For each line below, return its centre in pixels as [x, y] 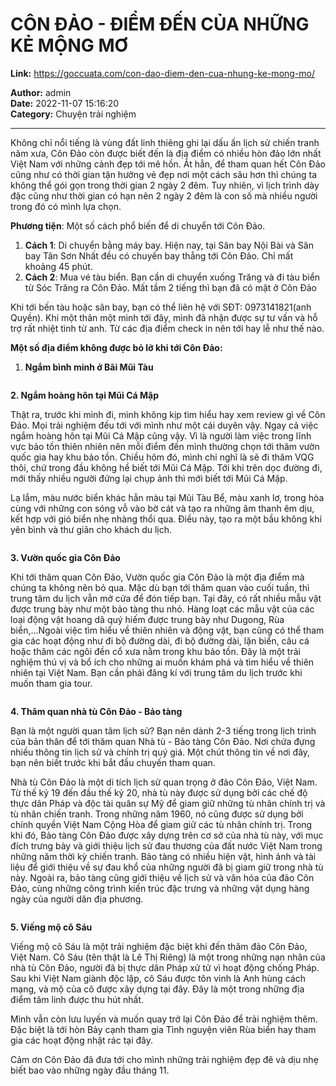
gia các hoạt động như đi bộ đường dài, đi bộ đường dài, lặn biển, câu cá [160, 640]
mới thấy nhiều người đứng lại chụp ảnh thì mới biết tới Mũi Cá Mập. [149, 478]
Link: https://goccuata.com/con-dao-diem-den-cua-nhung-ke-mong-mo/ [163, 73]
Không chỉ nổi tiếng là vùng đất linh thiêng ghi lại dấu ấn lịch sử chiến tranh [165, 142]
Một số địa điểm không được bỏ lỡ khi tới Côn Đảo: [116, 347]
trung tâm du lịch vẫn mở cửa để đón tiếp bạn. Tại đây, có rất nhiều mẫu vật [166, 598]
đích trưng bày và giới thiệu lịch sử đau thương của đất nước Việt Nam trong [166, 845]
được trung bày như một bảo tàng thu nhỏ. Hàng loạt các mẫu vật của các [162, 609]
